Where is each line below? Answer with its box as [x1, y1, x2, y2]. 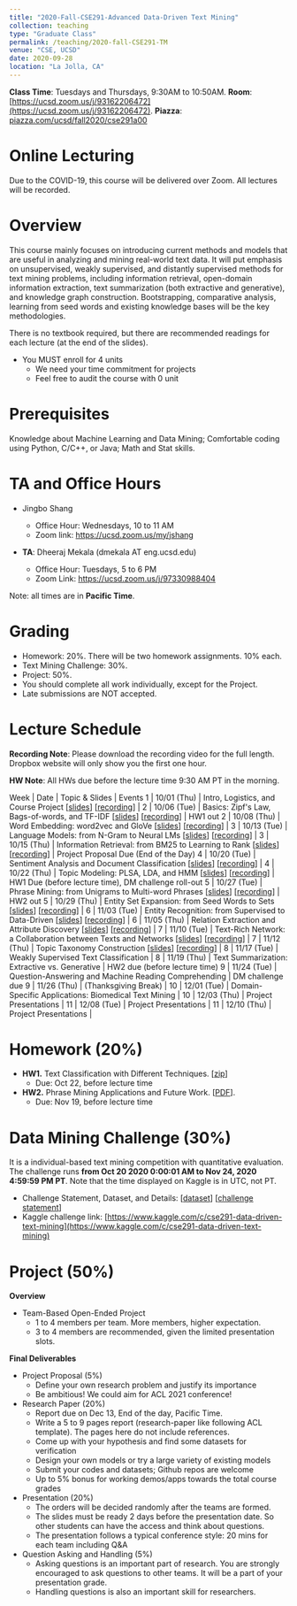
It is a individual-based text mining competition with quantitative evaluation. [9, 1156, 285, 1168]
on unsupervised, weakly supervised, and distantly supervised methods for [9, 263, 284, 274]
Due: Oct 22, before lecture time [34, 1078, 153, 1088]
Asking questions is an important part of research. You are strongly [34, 1558, 280, 1569]
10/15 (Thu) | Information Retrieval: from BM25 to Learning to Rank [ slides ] [9, 839, 280, 849]
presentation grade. [34, 1577, 108, 1588]
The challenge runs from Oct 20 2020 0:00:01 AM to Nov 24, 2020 [9, 1166, 257, 1177]
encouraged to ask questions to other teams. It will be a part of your [34, 1568, 283, 1579]
